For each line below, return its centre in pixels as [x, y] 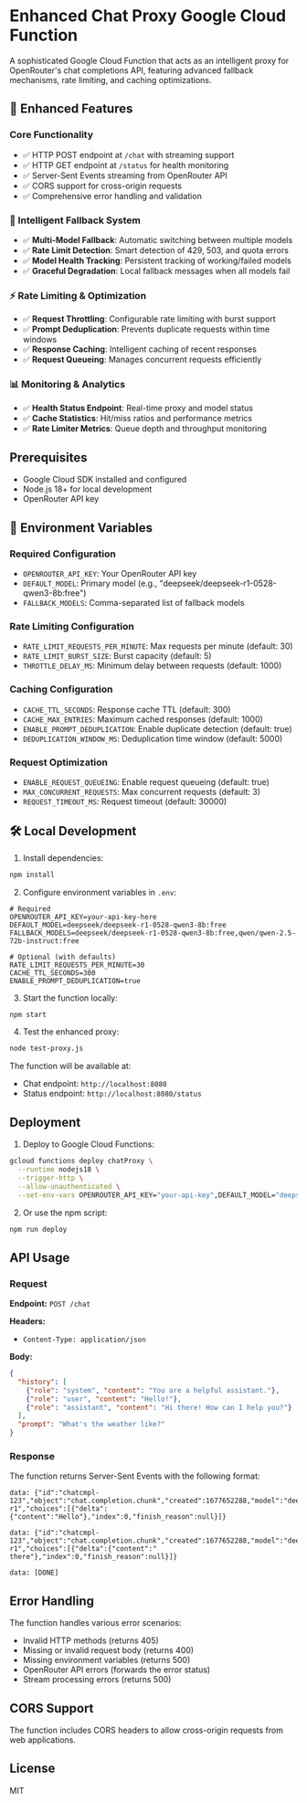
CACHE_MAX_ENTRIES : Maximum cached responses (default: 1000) [143, 719]
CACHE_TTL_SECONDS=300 [53, 973]
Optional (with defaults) [67, 957]
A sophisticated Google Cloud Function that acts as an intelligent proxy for [149, 60]
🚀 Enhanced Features [71, 109]
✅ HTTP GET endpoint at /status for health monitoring [126, 164]
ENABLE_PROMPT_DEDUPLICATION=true [75, 981]
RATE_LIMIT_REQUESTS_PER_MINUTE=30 [77, 965]
